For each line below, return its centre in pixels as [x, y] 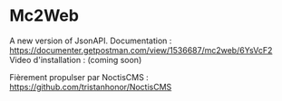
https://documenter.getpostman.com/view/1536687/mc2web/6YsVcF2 [141, 50]
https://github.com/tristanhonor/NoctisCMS [91, 87]
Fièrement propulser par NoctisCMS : [79, 77]
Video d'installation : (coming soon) [76, 60]
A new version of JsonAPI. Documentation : [91, 41]
